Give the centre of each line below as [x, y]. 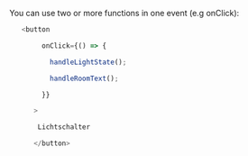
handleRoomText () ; [84, 78]
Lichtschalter [64, 127]
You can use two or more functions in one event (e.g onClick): [124, 13]
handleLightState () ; [88, 62]
